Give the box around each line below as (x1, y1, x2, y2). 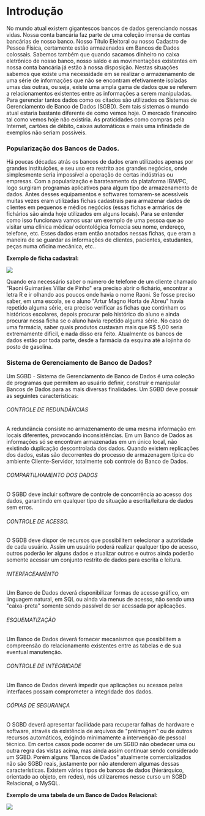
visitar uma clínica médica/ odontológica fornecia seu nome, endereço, (6, 223, 185, 231)
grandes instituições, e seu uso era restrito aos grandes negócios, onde (6, 164, 188, 172)
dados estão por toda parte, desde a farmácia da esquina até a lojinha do (6, 337, 191, 344)
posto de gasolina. (6, 343, 53, 351)
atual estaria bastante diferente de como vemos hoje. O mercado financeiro (6, 109, 197, 116)
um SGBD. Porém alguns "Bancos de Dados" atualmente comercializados (6, 753, 192, 761)
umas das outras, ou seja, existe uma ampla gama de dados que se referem (6, 83, 197, 90)
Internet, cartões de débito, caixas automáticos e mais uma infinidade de (6, 122, 190, 129)
